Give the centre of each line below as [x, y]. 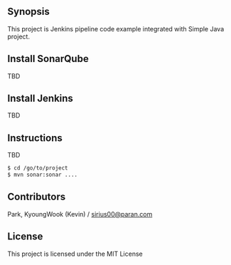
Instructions [35, 138]
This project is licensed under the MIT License [75, 254]
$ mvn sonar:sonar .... [43, 175]
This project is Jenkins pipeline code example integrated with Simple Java [116, 28]
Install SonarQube [48, 59]
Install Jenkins [40, 99]
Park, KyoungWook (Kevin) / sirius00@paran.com [80, 214]
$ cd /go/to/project [38, 168]
